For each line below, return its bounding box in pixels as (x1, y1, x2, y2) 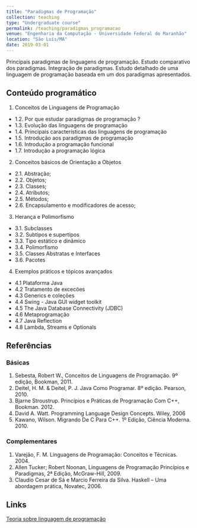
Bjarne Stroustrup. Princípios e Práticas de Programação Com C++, (14, 397, 180, 404)
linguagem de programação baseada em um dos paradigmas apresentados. (6, 71, 192, 78)
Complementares (6, 438, 58, 446)
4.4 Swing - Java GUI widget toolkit (14, 298, 102, 305)
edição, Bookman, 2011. (14, 378, 73, 385)
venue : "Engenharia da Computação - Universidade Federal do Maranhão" (6, 31, 187, 37)
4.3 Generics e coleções (14, 292, 75, 299)
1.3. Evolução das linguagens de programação (14, 121, 128, 128)
